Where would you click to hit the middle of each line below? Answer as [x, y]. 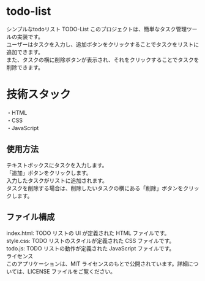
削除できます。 [25, 67]
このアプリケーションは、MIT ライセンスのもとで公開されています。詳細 [97, 264]
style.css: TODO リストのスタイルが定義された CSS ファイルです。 [91, 241]
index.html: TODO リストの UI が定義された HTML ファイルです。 [88, 233]
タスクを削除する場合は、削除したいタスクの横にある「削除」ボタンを [95, 188]
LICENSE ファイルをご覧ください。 [72, 271]
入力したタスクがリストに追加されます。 [57, 180]
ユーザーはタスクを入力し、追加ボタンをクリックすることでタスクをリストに [103, 44]
